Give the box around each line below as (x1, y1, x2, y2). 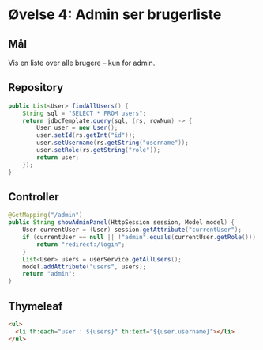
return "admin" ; (22, 270, 77, 278)
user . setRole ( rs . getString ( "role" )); (36, 146, 160, 154)
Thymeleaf (8, 299, 63, 313)
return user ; (36, 153, 80, 162)
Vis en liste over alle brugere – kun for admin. (8, 58, 156, 67)
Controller (8, 190, 59, 204)
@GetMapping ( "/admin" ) (8, 211, 83, 219)
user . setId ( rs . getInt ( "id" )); (36, 131, 136, 139)
